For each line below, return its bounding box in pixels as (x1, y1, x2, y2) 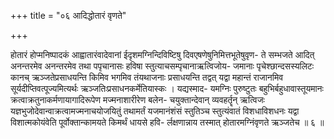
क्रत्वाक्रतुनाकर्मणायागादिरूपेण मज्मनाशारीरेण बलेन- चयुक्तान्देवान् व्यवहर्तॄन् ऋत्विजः (10, 94, 265, 105)
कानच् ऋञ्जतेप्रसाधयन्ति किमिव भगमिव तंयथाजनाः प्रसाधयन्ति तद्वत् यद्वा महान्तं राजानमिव (10, 71, 284, 83)
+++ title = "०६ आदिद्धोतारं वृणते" (10, 10, 127, 21)
